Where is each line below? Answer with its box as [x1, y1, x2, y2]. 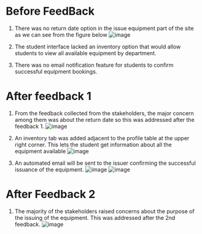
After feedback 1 [6, 89, 91, 104]
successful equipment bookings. [14, 67, 98, 75]
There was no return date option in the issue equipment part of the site [14, 25, 194, 32]
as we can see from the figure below [14, 31, 108, 38]
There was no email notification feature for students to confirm [14, 61, 174, 69]
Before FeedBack [6, 4, 95, 18]
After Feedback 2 [6, 187, 96, 202]
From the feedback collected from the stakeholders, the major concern [14, 109, 194, 117]
